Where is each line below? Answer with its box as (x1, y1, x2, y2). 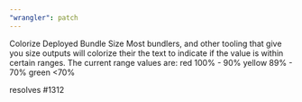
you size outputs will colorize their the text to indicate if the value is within (9, 47, 284, 59)
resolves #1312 (9, 84, 65, 95)
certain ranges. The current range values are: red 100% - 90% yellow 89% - (9, 57, 293, 68)
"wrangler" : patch (9, 13, 78, 23)
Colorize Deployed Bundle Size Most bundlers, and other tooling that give (9, 38, 282, 49)
